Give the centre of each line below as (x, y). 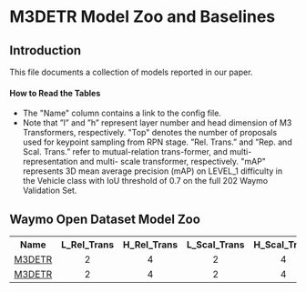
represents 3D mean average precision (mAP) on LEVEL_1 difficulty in (153, 171)
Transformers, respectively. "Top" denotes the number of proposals (150, 133)
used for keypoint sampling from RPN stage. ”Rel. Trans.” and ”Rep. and (158, 142)
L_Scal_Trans (215, 245)
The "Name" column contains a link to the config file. (122, 113)
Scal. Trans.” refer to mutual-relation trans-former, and (125, 152)
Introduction (46, 50)
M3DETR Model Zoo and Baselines (143, 17)
